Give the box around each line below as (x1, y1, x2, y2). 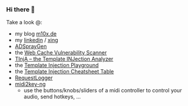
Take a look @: (6, 19, 43, 26)
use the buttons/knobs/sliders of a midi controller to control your (23, 87, 183, 94)
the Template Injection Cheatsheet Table (14, 68, 114, 75)
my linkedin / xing (14, 37, 58, 44)
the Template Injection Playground (14, 62, 99, 69)
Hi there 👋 (6, 5, 36, 14)
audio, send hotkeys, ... (23, 93, 82, 100)
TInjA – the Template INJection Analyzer (14, 56, 114, 63)
